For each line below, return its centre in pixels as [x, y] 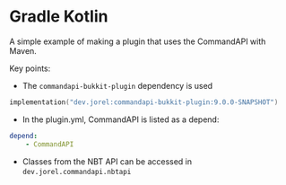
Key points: [30, 68]
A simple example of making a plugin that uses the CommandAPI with [138, 41]
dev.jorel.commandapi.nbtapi [77, 172]
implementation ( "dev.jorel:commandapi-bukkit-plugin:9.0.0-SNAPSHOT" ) [144, 102]
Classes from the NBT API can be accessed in [107, 161]
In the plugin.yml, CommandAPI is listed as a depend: [121, 119]
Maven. [23, 50]
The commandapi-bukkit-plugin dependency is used [117, 85]
